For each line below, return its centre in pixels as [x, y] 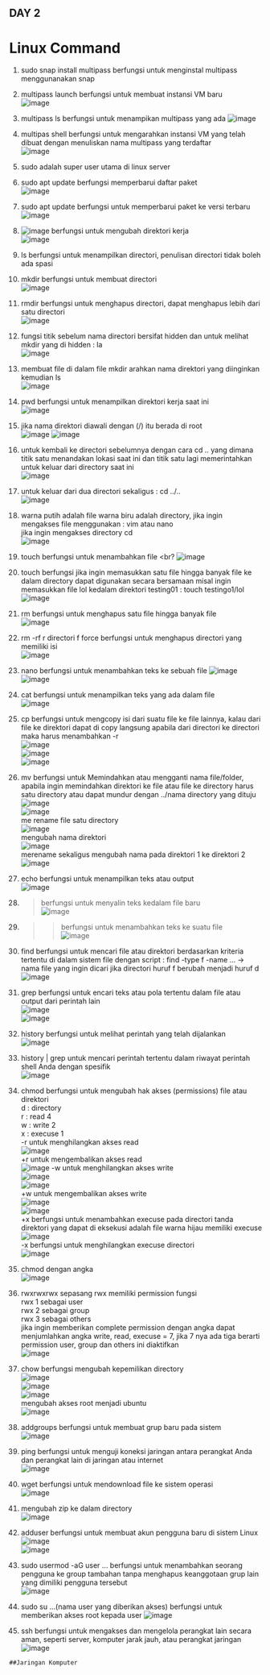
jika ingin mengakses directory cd [77, 533]
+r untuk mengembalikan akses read [82, 1159]
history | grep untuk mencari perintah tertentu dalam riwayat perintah [135, 1058]
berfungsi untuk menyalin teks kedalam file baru [121, 903]
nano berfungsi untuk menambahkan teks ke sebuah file [114, 671]
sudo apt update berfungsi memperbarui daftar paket [109, 183]
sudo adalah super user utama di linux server [96, 167]
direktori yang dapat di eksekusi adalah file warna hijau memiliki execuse [141, 1228]
